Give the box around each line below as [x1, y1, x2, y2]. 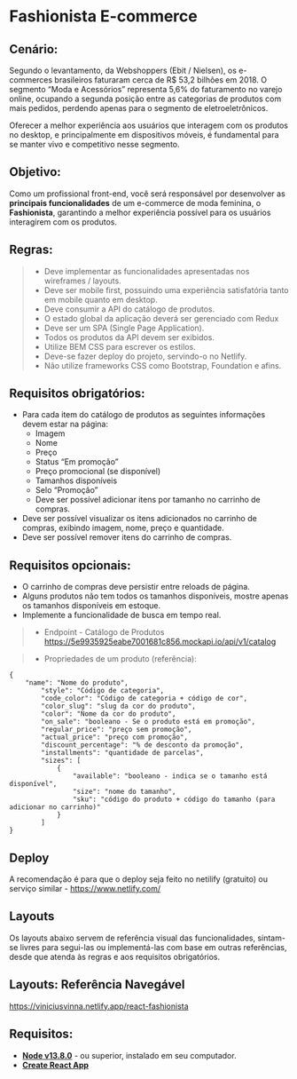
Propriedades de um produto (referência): [43, 654, 197, 664]
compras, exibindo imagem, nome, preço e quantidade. [21, 522, 224, 534]
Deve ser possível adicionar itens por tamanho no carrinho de [35, 495, 261, 505]
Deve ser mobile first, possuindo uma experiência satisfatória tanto [43, 284, 289, 295]
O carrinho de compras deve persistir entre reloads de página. [21, 582, 250, 592]
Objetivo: [9, 164, 62, 179]
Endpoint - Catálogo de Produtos [43, 627, 165, 638]
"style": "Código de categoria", [41, 686, 165, 695]
